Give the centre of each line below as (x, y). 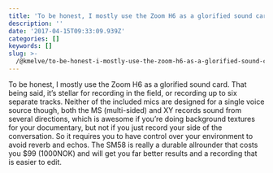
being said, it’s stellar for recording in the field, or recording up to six (123, 93)
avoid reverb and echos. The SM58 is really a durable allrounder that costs (133, 145)
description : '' (36, 24)
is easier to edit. (35, 162)
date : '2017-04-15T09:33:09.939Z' (67, 31)
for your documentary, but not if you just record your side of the (115, 128)
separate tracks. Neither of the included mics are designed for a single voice (136, 102)
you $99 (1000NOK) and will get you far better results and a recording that (133, 153)
